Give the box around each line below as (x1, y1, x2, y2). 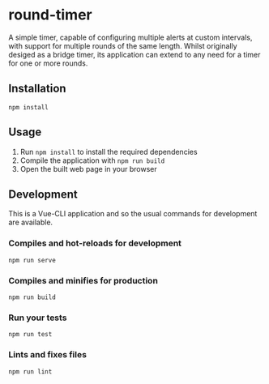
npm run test (8, 331, 53, 339)
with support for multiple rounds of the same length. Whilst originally (8, 41, 237, 50)
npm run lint (8, 367, 53, 376)
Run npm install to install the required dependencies (19, 147, 198, 156)
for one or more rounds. (8, 58, 88, 68)
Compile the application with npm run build (19, 156, 165, 165)
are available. (8, 217, 53, 228)
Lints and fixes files (8, 349, 88, 361)
